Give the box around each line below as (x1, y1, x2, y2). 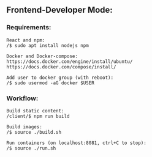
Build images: (6, 123, 43, 130)
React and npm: (6, 37, 45, 43)
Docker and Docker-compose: (6, 53, 78, 59)
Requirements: (6, 23, 51, 32)
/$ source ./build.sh (6, 129, 62, 135)
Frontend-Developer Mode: (6, 5, 113, 15)
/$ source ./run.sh (6, 145, 56, 152)
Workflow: (6, 94, 39, 103)
